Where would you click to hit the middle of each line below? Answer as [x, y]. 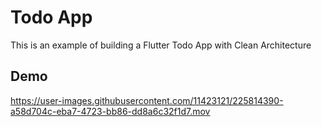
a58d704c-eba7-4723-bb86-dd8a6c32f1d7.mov [110, 111]
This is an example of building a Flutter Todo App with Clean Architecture [161, 45]
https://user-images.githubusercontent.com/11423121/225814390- [147, 100]
